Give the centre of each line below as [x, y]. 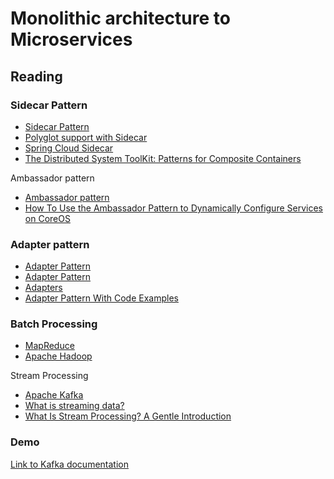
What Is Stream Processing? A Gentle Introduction [128, 416]
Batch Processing [54, 324]
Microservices [71, 39]
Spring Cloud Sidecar [69, 148]
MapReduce [49, 346]
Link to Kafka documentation [69, 464]
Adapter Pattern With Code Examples [101, 298]
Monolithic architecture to [120, 18]
